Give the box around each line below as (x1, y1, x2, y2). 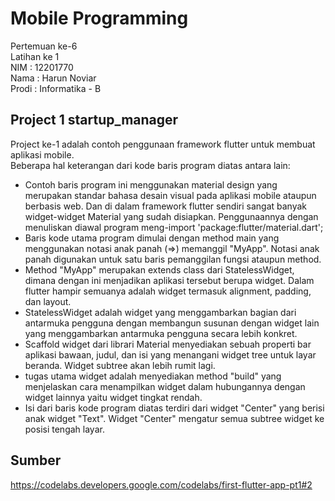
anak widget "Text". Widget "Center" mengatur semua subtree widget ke (24, 412, 325, 424)
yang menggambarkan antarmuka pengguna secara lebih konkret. (24, 327, 298, 339)
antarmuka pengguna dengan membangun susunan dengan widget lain (24, 317, 320, 329)
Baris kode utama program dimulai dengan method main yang (24, 232, 280, 244)
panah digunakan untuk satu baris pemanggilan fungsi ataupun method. (24, 253, 322, 265)
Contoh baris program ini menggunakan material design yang (24, 178, 278, 191)
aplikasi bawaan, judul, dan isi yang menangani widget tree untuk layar (24, 348, 317, 361)
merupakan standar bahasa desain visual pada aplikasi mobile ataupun (24, 189, 317, 201)
